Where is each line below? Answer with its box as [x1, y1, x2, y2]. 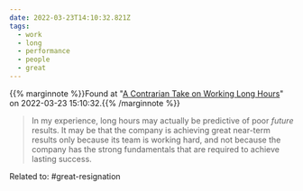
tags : [9, 22, 30, 31]
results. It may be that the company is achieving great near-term [31, 124, 271, 135]
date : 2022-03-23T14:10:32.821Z [9, 13, 131, 23]
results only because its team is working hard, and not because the [31, 134, 281, 145]
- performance [17, 47, 70, 56]
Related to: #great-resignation [9, 170, 121, 181]
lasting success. [31, 153, 92, 164]
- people [17, 55, 50, 64]
